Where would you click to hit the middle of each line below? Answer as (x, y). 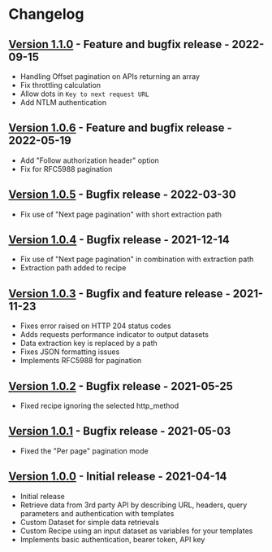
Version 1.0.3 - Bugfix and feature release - (120, 294)
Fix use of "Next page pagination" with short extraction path (121, 214)
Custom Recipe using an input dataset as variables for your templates (136, 531)
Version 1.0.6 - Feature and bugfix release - (121, 128)
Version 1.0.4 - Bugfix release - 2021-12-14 (119, 240)
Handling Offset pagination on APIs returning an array (110, 77)
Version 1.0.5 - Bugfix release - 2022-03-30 (123, 195)
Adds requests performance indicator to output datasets (114, 335)
